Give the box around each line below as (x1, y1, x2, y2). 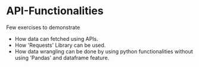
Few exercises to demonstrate (6, 24, 80, 31)
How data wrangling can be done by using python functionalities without (14, 47, 194, 55)
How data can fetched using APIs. (14, 35, 98, 42)
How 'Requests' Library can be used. (14, 42, 106, 49)
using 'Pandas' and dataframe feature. (14, 54, 110, 61)
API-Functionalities (6, 4, 104, 18)
